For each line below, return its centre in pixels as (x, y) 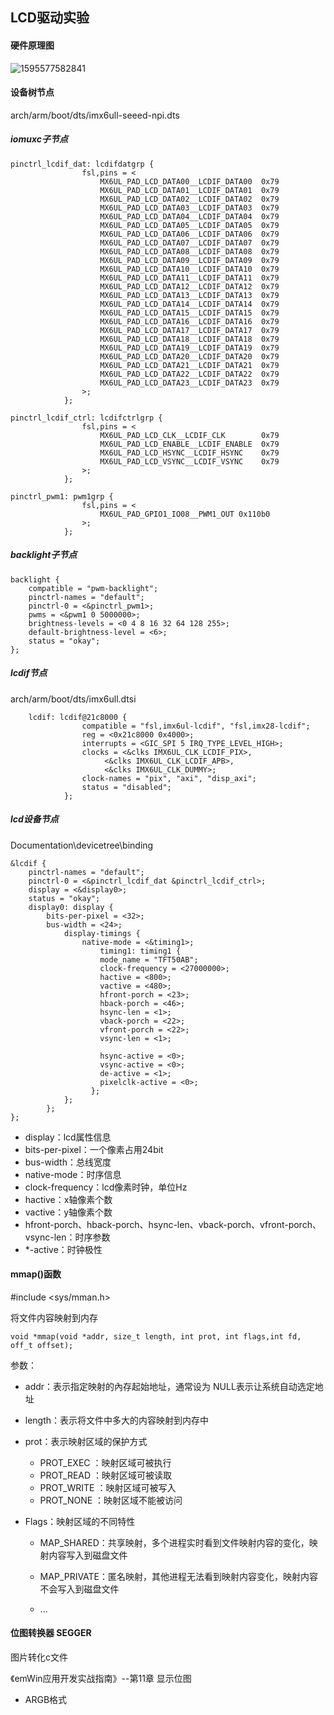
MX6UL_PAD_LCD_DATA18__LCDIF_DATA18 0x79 (189, 339)
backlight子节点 (44, 555)
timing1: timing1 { (140, 951)
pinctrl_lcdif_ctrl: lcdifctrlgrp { (86, 418)
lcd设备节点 (34, 819)
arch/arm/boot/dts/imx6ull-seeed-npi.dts (95, 115)
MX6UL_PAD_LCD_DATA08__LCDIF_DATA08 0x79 (189, 251)
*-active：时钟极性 (63, 1249)
